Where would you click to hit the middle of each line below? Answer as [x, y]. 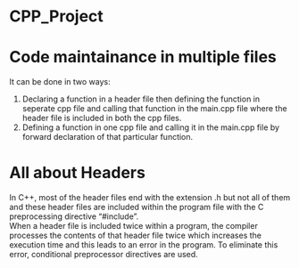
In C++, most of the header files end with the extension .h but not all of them [150, 198]
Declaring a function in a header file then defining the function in [141, 99]
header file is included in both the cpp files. [102, 118]
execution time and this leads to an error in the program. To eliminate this [144, 245]
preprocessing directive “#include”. [74, 216]
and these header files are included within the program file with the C [137, 207]
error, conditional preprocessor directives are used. [104, 255]
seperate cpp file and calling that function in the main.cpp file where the [154, 109]
